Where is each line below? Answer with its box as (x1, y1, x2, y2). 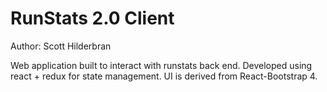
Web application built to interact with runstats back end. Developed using (10, 59, 313, 71)
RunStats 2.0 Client (10, 7, 175, 30)
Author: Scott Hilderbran (10, 40, 112, 52)
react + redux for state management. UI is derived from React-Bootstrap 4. (10, 70, 318, 82)
